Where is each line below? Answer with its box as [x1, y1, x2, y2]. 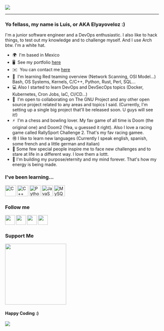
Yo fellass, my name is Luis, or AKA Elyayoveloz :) [5, 21, 125, 28]
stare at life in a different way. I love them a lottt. [12, 151, 109, 157]
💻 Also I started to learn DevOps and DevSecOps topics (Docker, [12, 84, 144, 90]
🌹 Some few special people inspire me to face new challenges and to [12, 146, 151, 152]
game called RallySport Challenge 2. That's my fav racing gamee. [12, 129, 144, 136]
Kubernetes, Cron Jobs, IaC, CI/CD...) [12, 92, 88, 97]
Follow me [5, 203, 30, 210]
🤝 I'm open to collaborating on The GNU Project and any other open [12, 96, 150, 102]
